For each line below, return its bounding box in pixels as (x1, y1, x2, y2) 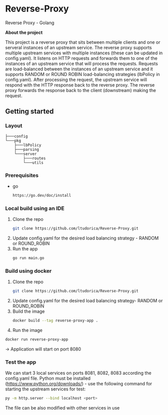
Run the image (12, 327, 43, 333)
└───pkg (5, 138, 22, 143)
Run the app (12, 245, 38, 252)
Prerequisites (5, 172, 39, 179)
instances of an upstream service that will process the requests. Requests (5, 60, 158, 66)
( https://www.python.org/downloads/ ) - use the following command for (5, 381, 152, 387)
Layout (5, 122, 23, 129)
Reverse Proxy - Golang (5, 20, 55, 26)
